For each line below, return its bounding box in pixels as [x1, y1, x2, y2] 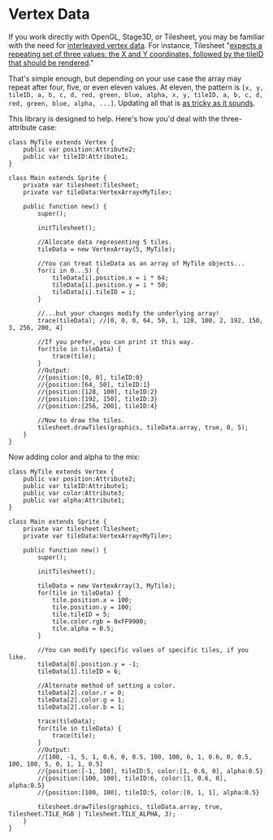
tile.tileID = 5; [51, 610, 111, 618]
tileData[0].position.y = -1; [37, 660, 140, 668]
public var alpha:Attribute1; [23, 496, 126, 504]
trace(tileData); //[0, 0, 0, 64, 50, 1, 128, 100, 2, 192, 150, [37, 316, 264, 324]
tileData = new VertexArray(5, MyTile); [37, 245, 176, 253]
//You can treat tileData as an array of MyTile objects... [37, 259, 245, 267]
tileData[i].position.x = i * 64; [51, 274, 169, 282]
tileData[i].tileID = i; [51, 288, 136, 296]
